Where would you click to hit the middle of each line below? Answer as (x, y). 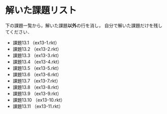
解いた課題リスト (41, 10)
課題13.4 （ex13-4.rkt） (37, 62)
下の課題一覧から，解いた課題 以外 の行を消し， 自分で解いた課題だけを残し (84, 25)
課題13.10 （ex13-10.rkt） (39, 100)
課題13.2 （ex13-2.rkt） (37, 49)
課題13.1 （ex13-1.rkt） (36, 42)
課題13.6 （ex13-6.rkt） (37, 74)
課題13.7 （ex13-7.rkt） (37, 81)
